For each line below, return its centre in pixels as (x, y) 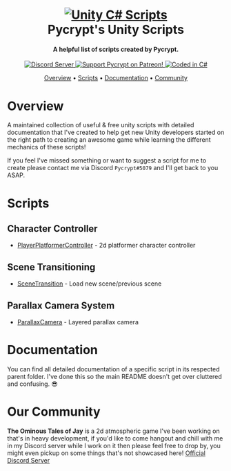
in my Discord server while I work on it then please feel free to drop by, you (114, 445)
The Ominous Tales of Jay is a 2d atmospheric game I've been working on (113, 431)
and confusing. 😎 (32, 384)
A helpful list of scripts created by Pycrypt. (116, 49)
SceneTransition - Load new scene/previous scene (89, 284)
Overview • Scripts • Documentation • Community (116, 78)
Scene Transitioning (51, 267)
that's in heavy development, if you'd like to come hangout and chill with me (115, 438)
